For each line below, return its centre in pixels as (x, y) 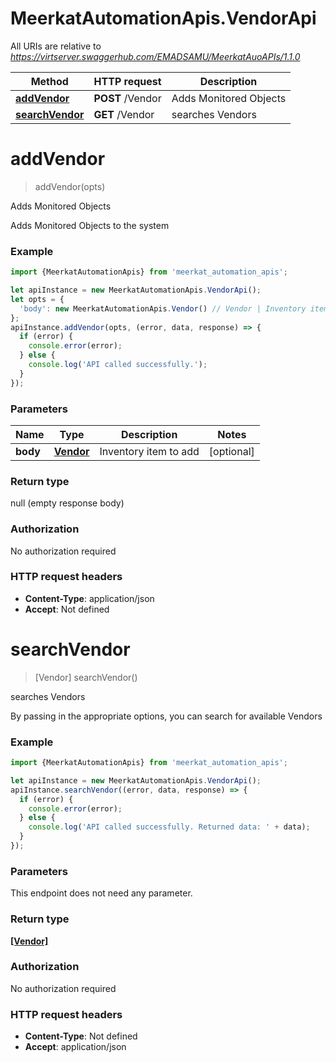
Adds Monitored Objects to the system (90, 225)
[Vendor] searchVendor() (86, 677)
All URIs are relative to (56, 46)
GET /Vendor (124, 114)
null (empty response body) (67, 503)
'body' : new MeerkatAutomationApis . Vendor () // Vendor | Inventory (163, 308)
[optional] (231, 451)
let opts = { (37, 299)
